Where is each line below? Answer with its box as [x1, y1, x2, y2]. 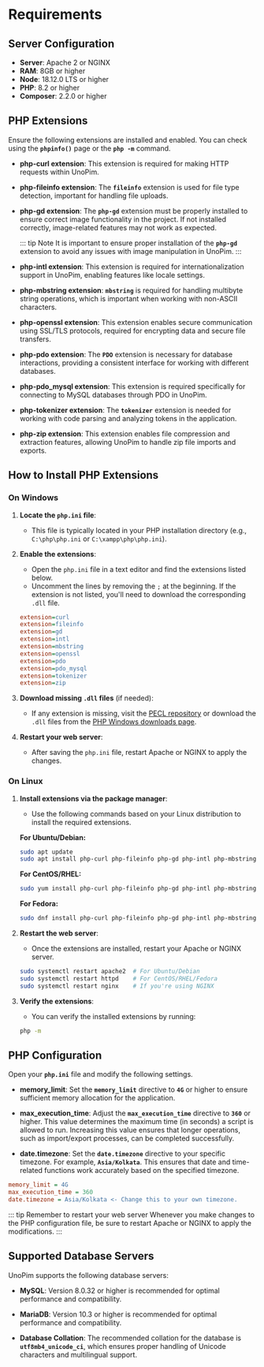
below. [31, 573, 54, 582]
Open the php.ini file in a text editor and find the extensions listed [31, 564, 247, 573]
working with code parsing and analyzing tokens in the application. [19, 413, 237, 423]
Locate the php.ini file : [19, 510, 97, 520]
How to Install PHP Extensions [8, 469, 159, 482]
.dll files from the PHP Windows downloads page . [31, 717, 197, 726]
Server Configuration [8, 37, 115, 50]
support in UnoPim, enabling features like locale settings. [19, 270, 205, 279]
